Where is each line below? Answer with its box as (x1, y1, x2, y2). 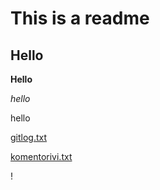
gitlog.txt (10, 132, 48, 143)
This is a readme (10, 7, 150, 30)
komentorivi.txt (10, 151, 73, 162)
